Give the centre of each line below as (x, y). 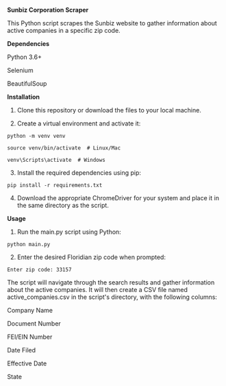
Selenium (20, 70)
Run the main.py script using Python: (69, 232)
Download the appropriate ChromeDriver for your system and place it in (118, 198)
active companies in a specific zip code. (64, 31)
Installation (23, 97)
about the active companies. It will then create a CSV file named (98, 290)
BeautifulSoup (27, 84)
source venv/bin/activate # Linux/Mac (64, 148)
